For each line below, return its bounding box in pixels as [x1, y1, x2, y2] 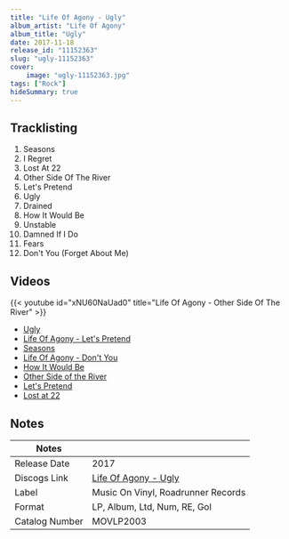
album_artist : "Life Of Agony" [10, 21, 126, 30]
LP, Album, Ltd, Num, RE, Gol [92, 500, 213, 512]
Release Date [14, 457, 70, 470]
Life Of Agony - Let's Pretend [22, 334, 132, 344]
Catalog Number [14, 515, 84, 527]
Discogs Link [14, 471, 69, 484]
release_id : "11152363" [10, 46, 99, 55]
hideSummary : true [10, 87, 78, 96]
